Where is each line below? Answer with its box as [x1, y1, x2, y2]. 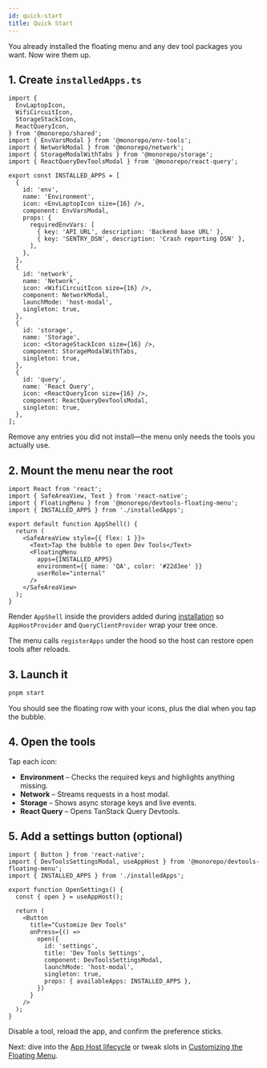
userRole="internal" [37, 570, 106, 578]
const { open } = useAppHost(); [15, 893, 124, 901]
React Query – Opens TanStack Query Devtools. [19, 806, 180, 816]
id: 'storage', [22, 326, 74, 334]
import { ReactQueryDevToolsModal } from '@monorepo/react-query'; [8, 158, 239, 166]
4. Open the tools [8, 735, 96, 749]
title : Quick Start [8, 19, 74, 27]
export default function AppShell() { [8, 520, 138, 529]
